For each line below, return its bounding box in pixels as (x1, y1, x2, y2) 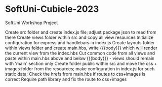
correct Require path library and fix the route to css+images (5, 76, 127, 82)
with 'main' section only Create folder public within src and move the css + (5, 60, 157, 66)
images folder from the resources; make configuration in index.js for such (5, 65, 155, 72)
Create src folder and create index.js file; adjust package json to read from (5, 29, 157, 35)
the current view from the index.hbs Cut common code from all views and (5, 50, 155, 56)
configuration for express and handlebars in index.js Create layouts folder (5, 39, 155, 45)
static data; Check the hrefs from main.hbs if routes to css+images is (5, 71, 146, 77)
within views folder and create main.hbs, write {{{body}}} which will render (5, 45, 158, 51)
